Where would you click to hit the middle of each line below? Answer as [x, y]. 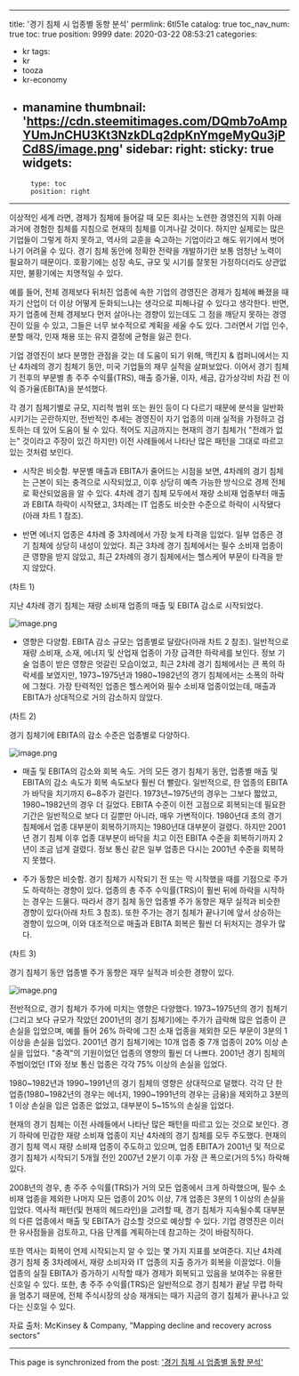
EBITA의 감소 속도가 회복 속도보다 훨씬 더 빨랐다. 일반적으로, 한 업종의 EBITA [155, 782]
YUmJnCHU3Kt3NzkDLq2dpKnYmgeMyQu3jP [154, 136]
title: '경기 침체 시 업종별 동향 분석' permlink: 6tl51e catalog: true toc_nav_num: [149, 24]
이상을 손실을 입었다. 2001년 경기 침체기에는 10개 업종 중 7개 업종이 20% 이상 [144, 1042]
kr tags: [36, 51]
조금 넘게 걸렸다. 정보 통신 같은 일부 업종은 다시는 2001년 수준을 [149, 849]
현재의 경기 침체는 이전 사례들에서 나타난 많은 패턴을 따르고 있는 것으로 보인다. [145, 1124]
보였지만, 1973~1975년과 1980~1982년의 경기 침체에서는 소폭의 [157, 675]
